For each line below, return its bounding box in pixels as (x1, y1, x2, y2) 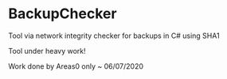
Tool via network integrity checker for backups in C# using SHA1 (8, 31, 221, 40)
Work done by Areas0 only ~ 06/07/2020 (8, 61, 144, 71)
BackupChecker (8, 5, 117, 23)
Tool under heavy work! (8, 46, 86, 55)
